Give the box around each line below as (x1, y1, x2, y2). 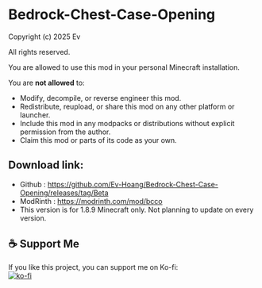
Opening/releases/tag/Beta (19, 188, 109, 198)
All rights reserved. (8, 47, 71, 56)
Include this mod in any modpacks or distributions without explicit (19, 118, 235, 128)
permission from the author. (19, 127, 111, 136)
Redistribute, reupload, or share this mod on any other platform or (19, 102, 235, 111)
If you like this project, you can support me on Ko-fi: (8, 262, 179, 271)
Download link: (8, 159, 84, 172)
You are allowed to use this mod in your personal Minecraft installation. (8, 62, 241, 72)
